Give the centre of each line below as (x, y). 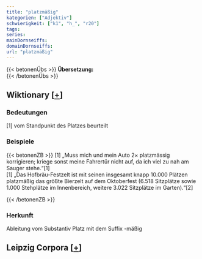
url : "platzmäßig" (30, 52)
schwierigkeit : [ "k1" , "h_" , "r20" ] (53, 23)
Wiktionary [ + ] (34, 95)
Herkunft (20, 215)
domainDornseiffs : (30, 47)
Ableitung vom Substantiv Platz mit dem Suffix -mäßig (74, 229)
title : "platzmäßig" (33, 12)
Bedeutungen (27, 113)
